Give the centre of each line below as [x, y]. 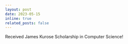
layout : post [18, 9]
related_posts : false [27, 23]
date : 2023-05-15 [23, 14]
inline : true [18, 18]
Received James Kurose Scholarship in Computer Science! [64, 37]
